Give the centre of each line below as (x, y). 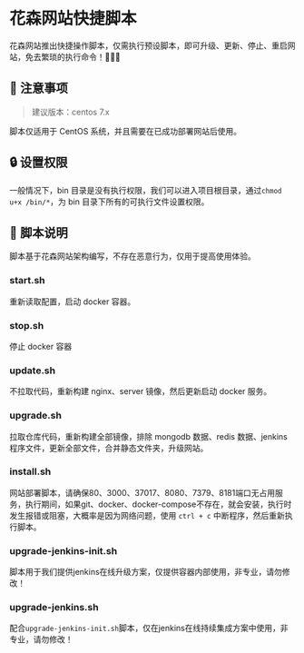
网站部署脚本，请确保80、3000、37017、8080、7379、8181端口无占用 (142, 492)
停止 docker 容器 (41, 346)
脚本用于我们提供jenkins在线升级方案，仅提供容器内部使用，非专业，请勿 (146, 572)
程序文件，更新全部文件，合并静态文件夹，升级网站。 (109, 448)
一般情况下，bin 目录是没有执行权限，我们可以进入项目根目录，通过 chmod (146, 190)
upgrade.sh (35, 416)
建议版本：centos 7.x (71, 112)
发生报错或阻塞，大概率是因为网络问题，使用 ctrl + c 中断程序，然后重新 (147, 515)
